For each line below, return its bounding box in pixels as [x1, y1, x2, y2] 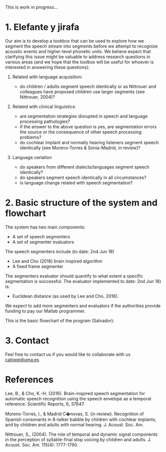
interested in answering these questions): [5, 64, 90, 70]
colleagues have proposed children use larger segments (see [19, 89, 145, 95]
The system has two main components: [5, 224, 86, 230]
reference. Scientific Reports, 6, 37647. [5, 401, 85, 407]
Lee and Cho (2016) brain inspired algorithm [12, 258, 103, 264]
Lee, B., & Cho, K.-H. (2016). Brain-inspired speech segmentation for [5, 390, 145, 396]
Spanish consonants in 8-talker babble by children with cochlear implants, [5, 416, 157, 422]
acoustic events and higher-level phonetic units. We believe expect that [5, 48, 151, 54]
